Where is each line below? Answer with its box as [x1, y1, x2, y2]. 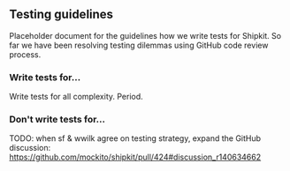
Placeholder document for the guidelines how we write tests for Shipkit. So [9, 30, 281, 41]
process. [9, 48, 42, 60]
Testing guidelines [9, 7, 113, 22]
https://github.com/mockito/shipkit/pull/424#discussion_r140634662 [9, 152, 262, 162]
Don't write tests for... [9, 114, 106, 126]
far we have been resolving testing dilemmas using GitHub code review [9, 40, 269, 50]
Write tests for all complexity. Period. [9, 92, 143, 102]
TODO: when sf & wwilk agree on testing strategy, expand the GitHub [9, 133, 262, 144]
